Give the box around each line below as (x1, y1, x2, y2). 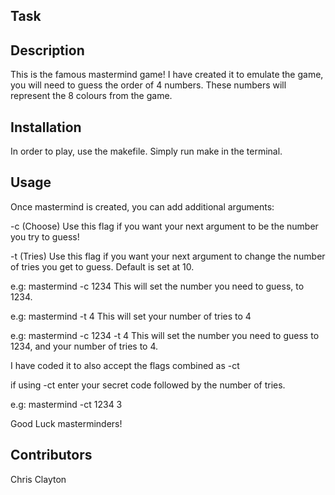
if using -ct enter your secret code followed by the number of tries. (10, 379, 286, 391)
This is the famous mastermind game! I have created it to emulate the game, (10, 69, 324, 81)
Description (10, 42, 85, 59)
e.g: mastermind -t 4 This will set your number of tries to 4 (10, 310, 252, 322)
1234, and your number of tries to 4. (10, 340, 159, 352)
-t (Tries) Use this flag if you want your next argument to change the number (10, 250, 326, 262)
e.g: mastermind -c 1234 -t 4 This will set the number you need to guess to (10, 329, 320, 341)
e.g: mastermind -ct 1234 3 (10, 398, 123, 410)
